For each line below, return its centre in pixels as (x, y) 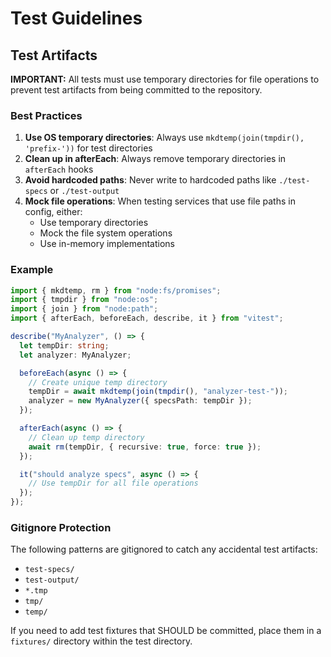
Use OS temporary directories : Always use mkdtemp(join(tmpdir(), (164, 138)
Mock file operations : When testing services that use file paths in (160, 201)
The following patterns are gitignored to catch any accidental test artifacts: (164, 549)
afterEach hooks (59, 169)
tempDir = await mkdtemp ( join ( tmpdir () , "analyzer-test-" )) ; (158, 392)
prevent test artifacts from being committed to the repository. (136, 90)
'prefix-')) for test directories (88, 148)
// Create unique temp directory (98, 382)
